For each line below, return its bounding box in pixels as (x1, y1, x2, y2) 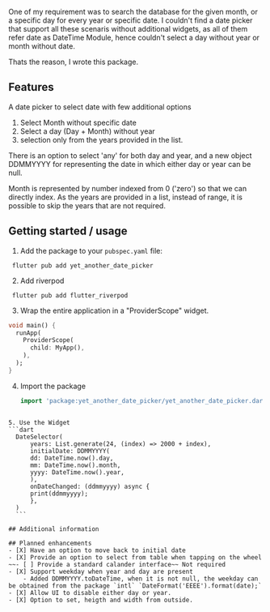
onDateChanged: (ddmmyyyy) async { (29, 482, 150, 490)
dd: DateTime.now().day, (29, 454, 114, 462)
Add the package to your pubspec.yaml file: (19, 246, 163, 255)
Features (8, 80, 54, 94)
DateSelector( (15, 433, 63, 441)
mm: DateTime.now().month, (29, 461, 121, 469)
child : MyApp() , (29, 344, 85, 352)
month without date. (8, 41, 75, 51)
